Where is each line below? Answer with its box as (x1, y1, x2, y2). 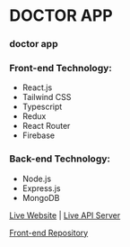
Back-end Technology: (9, 152, 110, 165)
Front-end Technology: (9, 62, 112, 75)
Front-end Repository (9, 227, 89, 238)
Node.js (22, 173, 52, 184)
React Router (22, 121, 71, 132)
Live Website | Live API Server (9, 209, 121, 221)
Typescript (22, 101, 63, 113)
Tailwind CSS (22, 92, 72, 103)
